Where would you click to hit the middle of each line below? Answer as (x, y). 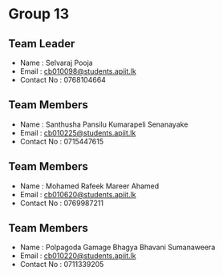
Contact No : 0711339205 (62, 265)
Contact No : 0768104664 (63, 80)
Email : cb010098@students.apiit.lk (78, 71)
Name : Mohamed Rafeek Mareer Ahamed (89, 186)
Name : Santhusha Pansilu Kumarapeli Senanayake (104, 124)
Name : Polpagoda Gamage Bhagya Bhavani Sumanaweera (118, 247)
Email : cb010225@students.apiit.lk (78, 132)
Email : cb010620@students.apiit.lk (78, 194)
